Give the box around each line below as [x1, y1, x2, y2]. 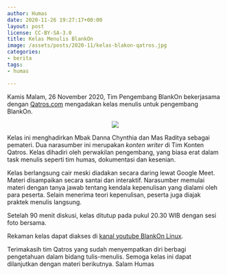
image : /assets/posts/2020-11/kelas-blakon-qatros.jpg [7, 42, 167, 49]
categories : [7, 49, 41, 56]
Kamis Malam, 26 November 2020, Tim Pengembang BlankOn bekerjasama [7, 92, 221, 100]
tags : [7, 61, 23, 68]
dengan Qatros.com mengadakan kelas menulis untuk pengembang [7, 100, 199, 108]
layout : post [7, 23, 45, 30]
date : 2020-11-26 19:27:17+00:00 [7, 16, 103, 23]
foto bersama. [7, 218, 47, 227]
